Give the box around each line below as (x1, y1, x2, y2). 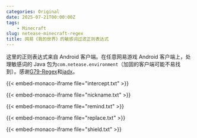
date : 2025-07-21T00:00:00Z (6, 14, 76, 20)
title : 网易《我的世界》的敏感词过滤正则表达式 (6, 36, 109, 42)
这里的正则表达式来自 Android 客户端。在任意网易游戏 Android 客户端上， (6, 53, 186, 60)
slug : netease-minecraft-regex (6, 31, 84, 37)
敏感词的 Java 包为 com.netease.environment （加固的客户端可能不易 (11, 60, 176, 68)
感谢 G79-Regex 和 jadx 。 (18, 68, 78, 75)
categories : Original (6, 8, 60, 15)
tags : (6, 20, 20, 25)
